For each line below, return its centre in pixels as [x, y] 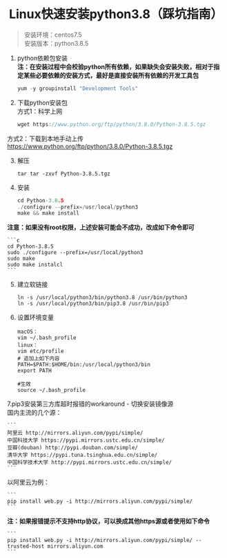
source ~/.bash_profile [51, 390]
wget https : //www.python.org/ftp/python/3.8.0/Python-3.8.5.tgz [111, 124]
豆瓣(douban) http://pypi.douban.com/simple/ [72, 448]
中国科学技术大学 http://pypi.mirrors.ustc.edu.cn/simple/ [90, 462]
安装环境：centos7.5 [53, 35]
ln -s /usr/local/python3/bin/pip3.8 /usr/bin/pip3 [93, 304]
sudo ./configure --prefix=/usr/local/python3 [75, 253]
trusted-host [26, 547]
